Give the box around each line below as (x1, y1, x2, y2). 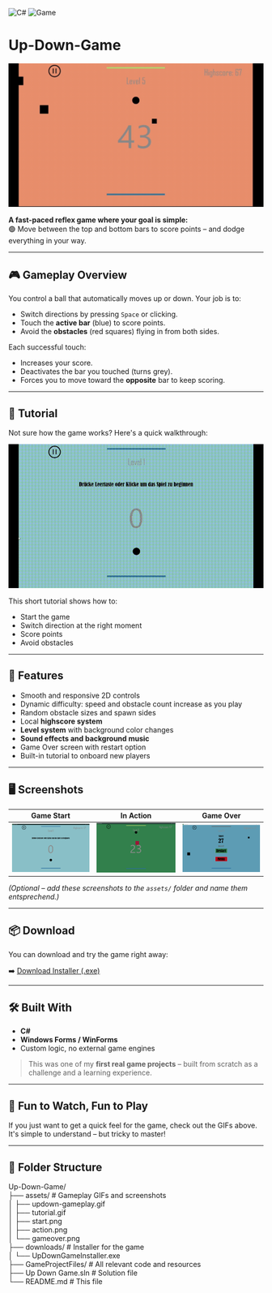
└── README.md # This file (8, 1277, 103, 1287)
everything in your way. (8, 236, 87, 246)
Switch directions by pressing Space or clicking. (19, 309, 178, 320)
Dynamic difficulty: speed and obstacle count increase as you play (19, 698, 243, 709)
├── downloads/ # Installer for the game (8, 1242, 144, 1252)
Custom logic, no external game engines (19, 1043, 155, 1054)
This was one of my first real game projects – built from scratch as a (28, 1059, 258, 1069)
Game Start (31, 811, 70, 821)
